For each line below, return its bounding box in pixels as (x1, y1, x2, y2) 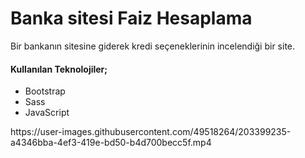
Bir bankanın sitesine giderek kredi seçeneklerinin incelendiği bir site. (10, 40, 296, 52)
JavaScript (24, 107, 70, 119)
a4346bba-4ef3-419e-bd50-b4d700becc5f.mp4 (10, 137, 212, 149)
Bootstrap (24, 85, 66, 97)
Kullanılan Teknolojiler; (10, 63, 108, 75)
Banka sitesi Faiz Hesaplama (10, 7, 253, 30)
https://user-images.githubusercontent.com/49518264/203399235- (10, 126, 292, 138)
